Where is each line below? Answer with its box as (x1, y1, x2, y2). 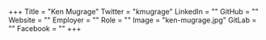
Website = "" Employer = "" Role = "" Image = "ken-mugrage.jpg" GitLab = (8, 15, 257, 25)
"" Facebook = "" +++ (8, 24, 82, 33)
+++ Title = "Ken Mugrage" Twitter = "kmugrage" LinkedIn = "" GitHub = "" (8, 7, 259, 16)
